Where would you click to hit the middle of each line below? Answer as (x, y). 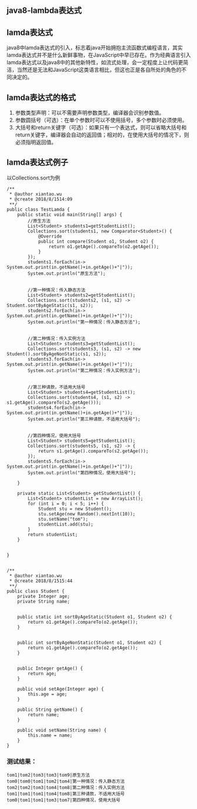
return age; (43, 673)
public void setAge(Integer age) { (61, 689)
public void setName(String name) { (62, 730)
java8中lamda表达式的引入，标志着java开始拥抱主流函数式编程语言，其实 (95, 48)
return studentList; (53, 534)
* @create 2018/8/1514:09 (41, 199)
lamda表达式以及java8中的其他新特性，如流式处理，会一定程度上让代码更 (95, 62)
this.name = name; (50, 735)
